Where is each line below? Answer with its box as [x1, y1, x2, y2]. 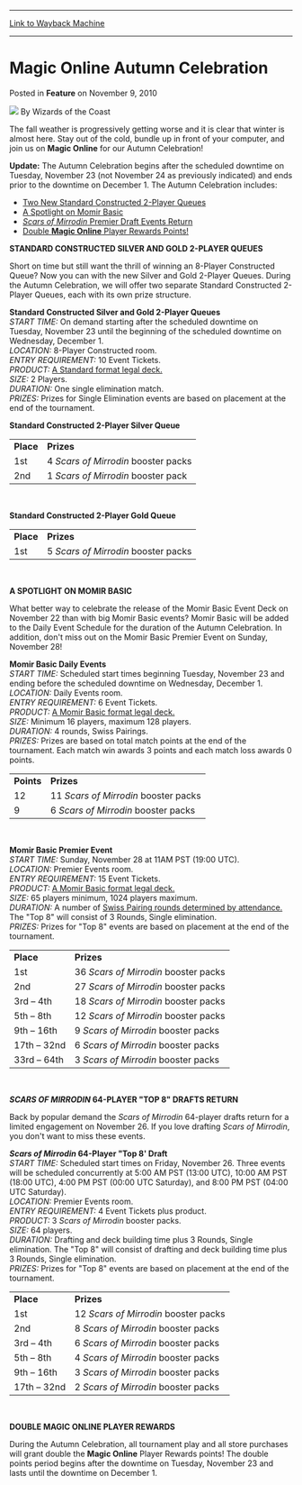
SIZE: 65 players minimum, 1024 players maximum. [9, 892, 198, 903]
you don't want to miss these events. [9, 1130, 146, 1141]
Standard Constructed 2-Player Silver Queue [9, 420, 181, 431]
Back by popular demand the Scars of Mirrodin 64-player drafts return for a [9, 1111, 289, 1122]
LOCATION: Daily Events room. [9, 687, 123, 698]
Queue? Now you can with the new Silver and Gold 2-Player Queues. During [9, 269, 291, 280]
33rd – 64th [13, 1053, 65, 1066]
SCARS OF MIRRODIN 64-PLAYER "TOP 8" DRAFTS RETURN [9, 1094, 239, 1105]
